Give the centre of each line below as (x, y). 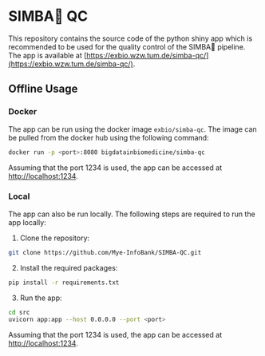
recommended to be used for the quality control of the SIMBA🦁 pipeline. (127, 46)
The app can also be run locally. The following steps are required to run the (132, 214)
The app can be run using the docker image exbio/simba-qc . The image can (132, 129)
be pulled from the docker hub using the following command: (109, 137)
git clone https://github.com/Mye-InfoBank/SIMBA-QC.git (105, 252)
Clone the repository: (55, 238)
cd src (19, 312)
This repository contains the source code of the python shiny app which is (131, 38)
